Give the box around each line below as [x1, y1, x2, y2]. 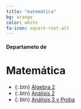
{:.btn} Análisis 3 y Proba [14, 95, 75, 103]
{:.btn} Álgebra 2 [14, 83, 56, 90]
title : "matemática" [6, 8, 57, 15]
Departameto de [6, 43, 47, 50]
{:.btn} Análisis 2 [14, 90, 55, 97]
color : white [6, 19, 38, 25]
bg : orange [6, 14, 33, 20]
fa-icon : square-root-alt [6, 25, 69, 31]
